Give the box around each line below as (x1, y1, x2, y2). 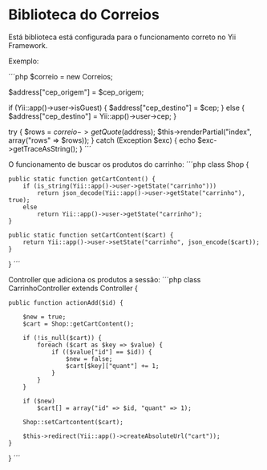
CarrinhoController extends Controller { (8, 283, 138, 293)
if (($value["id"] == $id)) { (51, 347, 152, 356)
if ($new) (22, 397, 56, 405)
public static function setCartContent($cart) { (8, 231, 174, 239)
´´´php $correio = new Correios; (8, 71, 114, 81)
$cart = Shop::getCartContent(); (22, 319, 135, 328)
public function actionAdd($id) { (8, 298, 124, 306)
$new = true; (22, 313, 67, 321)
